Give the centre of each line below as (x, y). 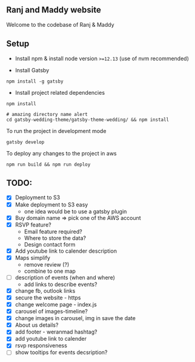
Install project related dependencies (60, 92)
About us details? (37, 325)
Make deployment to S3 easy (51, 204)
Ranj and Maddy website (54, 10)
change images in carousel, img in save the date (75, 318)
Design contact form (50, 244)
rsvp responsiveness (41, 346)
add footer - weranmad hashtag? (56, 332)
